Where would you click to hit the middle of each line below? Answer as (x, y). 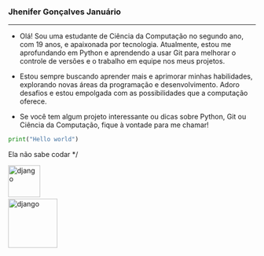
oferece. (33, 101)
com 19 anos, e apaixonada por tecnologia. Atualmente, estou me (125, 45)
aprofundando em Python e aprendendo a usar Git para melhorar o (128, 53)
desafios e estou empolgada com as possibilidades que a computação (134, 93)
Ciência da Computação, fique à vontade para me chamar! (114, 125)
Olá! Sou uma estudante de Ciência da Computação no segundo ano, (131, 36)
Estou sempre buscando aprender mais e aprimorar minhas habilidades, (136, 76)
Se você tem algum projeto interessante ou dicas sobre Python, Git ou (133, 117)
